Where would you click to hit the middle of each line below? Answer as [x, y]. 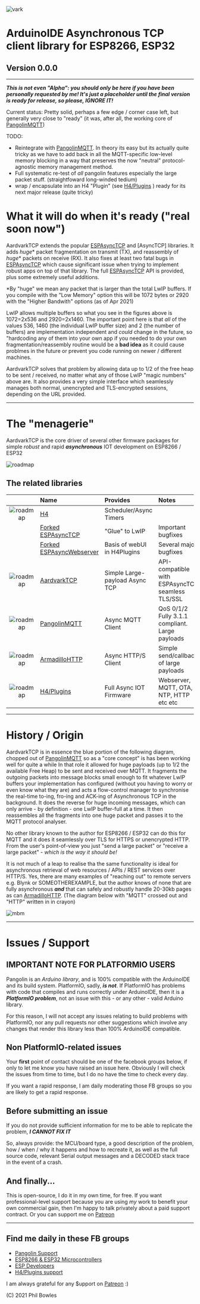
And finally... [31, 1181]
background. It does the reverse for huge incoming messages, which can [96, 803]
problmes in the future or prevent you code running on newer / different [94, 351]
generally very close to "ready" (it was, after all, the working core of [89, 118]
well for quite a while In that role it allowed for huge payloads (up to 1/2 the [98, 764]
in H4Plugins [122, 552]
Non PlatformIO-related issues [64, 1047]
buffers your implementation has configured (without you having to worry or [99, 783]
